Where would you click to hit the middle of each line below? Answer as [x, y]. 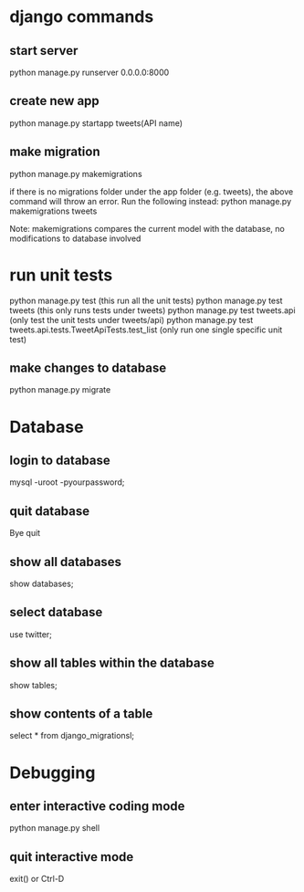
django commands [82, 17]
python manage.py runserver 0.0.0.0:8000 [89, 72]
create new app [55, 101]
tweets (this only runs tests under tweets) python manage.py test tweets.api [152, 310]
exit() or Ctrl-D [37, 879]
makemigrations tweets [53, 211]
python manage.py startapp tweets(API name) [96, 123]
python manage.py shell [55, 828]
